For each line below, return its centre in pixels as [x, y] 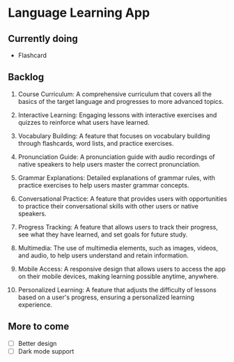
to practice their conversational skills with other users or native [108, 206]
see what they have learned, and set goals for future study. [103, 234]
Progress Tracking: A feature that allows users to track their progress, [118, 227]
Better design [37, 343]
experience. [35, 304]
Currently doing [43, 39]
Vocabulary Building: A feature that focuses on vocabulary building [114, 136]
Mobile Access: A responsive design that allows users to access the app [122, 269]
